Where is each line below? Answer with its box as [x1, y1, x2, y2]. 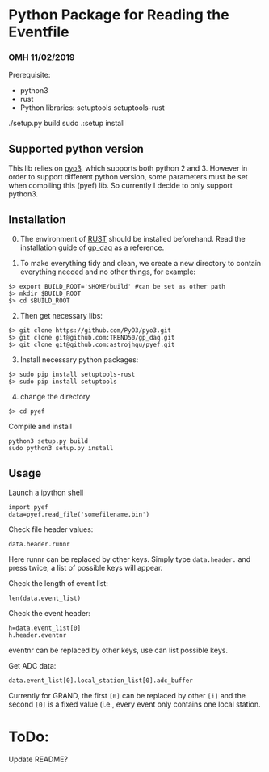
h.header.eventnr [8, 631, 67, 639]
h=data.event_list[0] [8, 624, 82, 632]
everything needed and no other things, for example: [19, 267, 196, 276]
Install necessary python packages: [19, 355, 139, 365]
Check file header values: [8, 524, 94, 534]
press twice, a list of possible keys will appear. [8, 563, 163, 572]
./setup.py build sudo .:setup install [8, 119, 125, 129]
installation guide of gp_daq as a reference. [19, 243, 165, 252]
